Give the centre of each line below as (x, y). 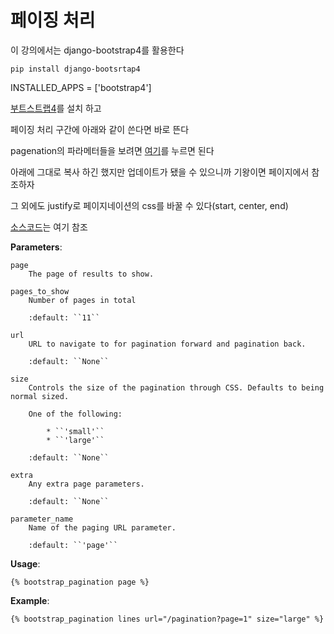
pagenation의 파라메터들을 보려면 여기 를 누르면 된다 (112, 150)
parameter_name (42, 519)
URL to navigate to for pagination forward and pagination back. (167, 344)
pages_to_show (40, 291)
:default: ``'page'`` (73, 545)
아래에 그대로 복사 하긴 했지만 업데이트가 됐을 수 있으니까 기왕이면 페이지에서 (160, 172)
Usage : (25, 563)
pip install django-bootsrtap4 (75, 69)
